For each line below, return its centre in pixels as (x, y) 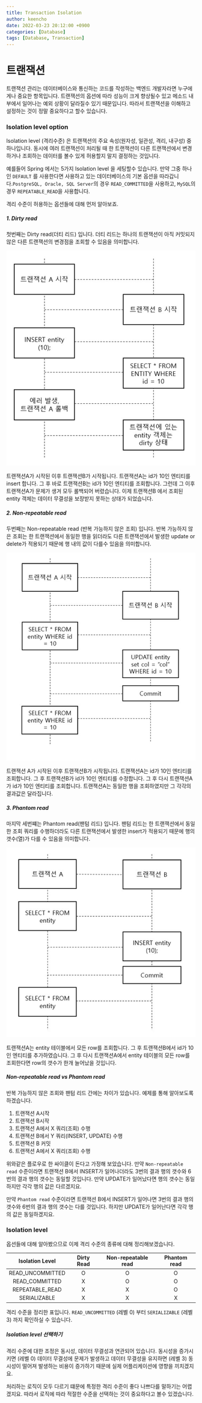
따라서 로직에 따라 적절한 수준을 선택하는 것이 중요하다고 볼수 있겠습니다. (109, 1394)
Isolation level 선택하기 (35, 1334)
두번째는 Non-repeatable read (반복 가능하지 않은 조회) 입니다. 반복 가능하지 (96, 529)
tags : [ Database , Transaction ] (45, 38)
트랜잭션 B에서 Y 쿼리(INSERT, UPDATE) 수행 (69, 1135)
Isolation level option (37, 127)
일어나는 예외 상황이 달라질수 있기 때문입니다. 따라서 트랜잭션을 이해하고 (106, 104)
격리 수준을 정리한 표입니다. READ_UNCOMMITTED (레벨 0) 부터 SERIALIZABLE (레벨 (99, 1312)
